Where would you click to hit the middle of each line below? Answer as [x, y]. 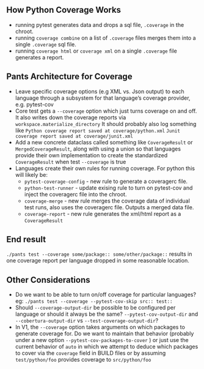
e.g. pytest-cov [34, 104]
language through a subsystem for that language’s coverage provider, [103, 98]
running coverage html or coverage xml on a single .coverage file [96, 51]
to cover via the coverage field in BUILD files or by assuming [90, 353]
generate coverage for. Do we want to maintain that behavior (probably [104, 334]
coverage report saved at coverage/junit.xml [74, 136]
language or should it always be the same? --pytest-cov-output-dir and [107, 314]
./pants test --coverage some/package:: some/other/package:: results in [99, 254]
